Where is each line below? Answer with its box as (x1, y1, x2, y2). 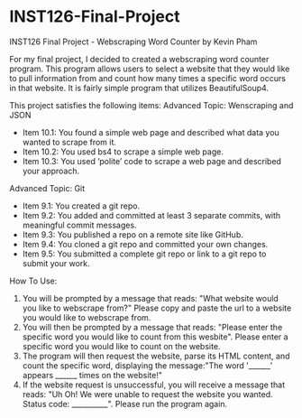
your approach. (22, 165, 80, 176)
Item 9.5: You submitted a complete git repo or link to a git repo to (22, 248, 267, 259)
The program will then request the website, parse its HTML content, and (22, 350, 290, 361)
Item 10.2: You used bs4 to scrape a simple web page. (22, 146, 224, 157)
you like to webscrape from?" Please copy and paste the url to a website (22, 302, 292, 313)
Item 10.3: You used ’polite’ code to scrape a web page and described (22, 155, 282, 166)
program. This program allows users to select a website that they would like (9, 63, 290, 74)
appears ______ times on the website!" (22, 369, 162, 380)
